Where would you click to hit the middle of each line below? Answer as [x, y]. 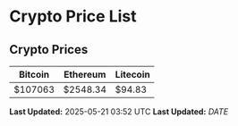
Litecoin [132, 75]
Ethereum [85, 75]
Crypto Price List [73, 17]
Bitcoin [34, 75]
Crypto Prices [49, 50]
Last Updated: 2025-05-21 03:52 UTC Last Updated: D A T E [119, 112]
